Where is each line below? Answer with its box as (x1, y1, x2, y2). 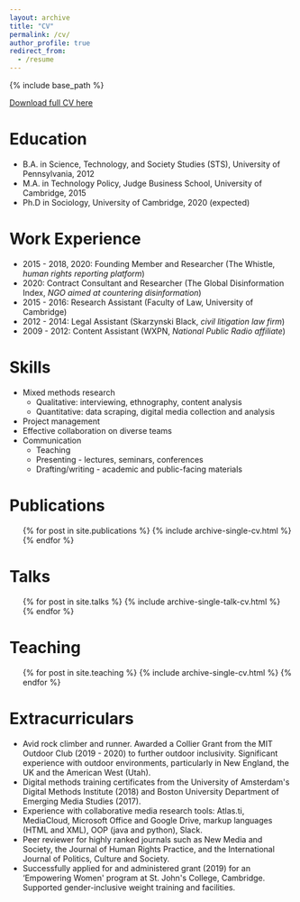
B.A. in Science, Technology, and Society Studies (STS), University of (22, 159, 281, 170)
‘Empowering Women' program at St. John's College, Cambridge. (22, 872, 266, 883)
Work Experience (9, 229, 141, 249)
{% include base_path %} (9, 80, 105, 90)
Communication (22, 435, 82, 446)
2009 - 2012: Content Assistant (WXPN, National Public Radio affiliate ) (22, 326, 286, 336)
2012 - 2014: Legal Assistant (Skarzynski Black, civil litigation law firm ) (22, 316, 286, 327)
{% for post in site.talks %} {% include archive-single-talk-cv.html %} (22, 596, 281, 607)
